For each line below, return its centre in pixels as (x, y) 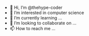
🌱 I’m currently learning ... (36, 18)
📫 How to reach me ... (32, 28)
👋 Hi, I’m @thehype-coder (36, 8)
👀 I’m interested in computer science (47, 13)
